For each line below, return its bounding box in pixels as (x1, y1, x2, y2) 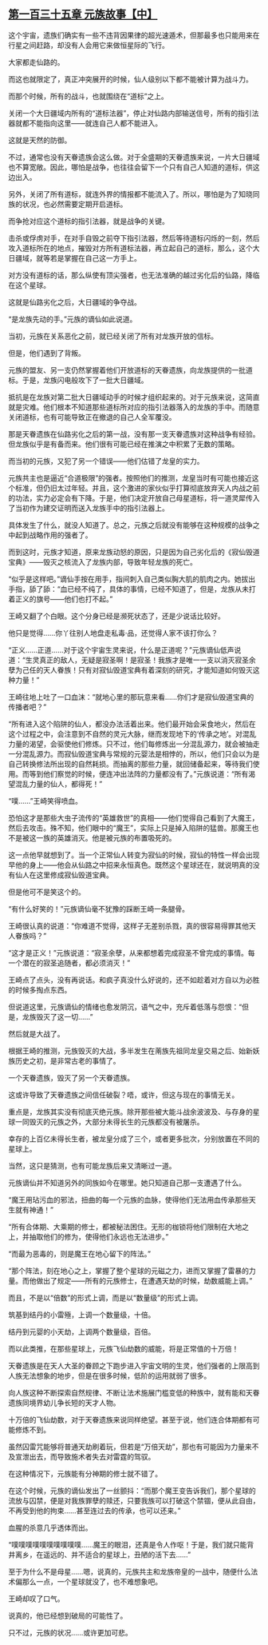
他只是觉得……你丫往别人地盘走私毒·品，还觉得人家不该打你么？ (8, 628, 219, 637)
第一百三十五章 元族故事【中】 (8, 7, 158, 22)
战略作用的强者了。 (29, 530, 93, 540)
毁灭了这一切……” (35, 1012, 93, 1021)
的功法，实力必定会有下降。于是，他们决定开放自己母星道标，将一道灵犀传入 (8, 493, 260, 502)
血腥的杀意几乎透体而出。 (8, 1523, 93, 1532)
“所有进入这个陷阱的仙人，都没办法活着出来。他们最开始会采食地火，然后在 (8, 719, 257, 729)
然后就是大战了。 (8, 1028, 65, 1038)
